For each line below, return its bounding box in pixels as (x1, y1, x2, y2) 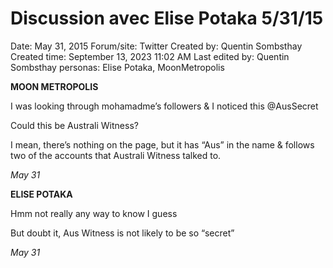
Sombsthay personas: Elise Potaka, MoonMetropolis (10, 61, 225, 73)
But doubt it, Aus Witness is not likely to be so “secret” (10, 227, 235, 239)
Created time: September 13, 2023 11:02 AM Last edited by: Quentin (10, 50, 290, 62)
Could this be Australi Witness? (10, 119, 139, 131)
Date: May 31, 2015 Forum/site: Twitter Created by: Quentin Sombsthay (10, 40, 303, 52)
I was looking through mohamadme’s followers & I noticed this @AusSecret (10, 100, 319, 112)
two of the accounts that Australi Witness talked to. (10, 149, 222, 161)
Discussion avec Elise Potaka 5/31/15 (10, 7, 324, 30)
